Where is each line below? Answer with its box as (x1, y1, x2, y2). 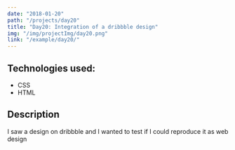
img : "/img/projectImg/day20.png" (7, 29, 109, 37)
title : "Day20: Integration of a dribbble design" (7, 23, 159, 30)
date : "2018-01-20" (7, 10, 65, 18)
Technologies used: (7, 62, 96, 74)
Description (7, 109, 60, 121)
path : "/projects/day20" (7, 17, 80, 24)
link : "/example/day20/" (7, 36, 80, 43)
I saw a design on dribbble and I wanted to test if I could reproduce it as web (7, 127, 229, 135)
